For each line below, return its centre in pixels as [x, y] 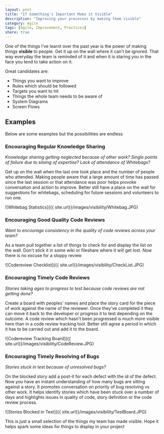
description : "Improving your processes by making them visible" [73, 19]
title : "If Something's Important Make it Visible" [59, 14]
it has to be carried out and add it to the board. [52, 329]
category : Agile [22, 23]
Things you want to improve [40, 81]
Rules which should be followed [44, 86]
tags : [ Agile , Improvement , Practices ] [46, 28]
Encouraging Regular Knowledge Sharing [55, 146]
